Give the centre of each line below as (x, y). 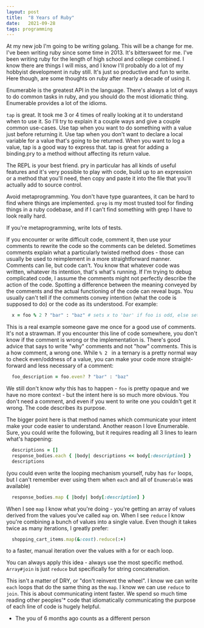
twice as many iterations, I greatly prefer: (58, 528)
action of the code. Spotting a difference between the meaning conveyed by (102, 285)
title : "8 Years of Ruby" (40, 18)
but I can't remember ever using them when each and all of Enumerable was (100, 479)
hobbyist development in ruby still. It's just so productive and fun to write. (98, 72)
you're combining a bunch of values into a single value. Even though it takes (102, 522)
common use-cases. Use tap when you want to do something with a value (99, 128)
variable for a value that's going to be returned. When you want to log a (96, 141)
